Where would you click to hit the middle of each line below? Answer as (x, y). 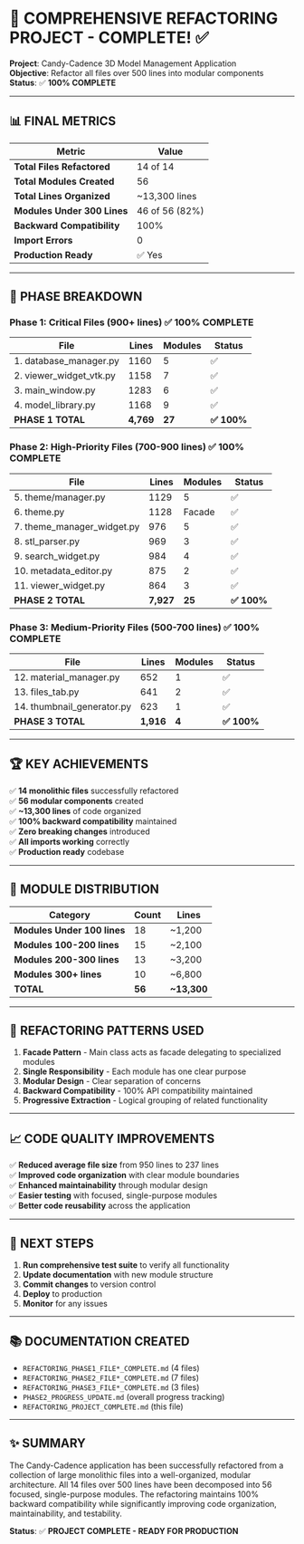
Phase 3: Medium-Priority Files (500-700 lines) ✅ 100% (134, 627)
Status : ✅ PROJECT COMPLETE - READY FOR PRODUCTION (124, 1530)
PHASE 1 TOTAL (50, 420)
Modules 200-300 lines (66, 959)
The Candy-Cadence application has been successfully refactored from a (147, 1465)
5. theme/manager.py (60, 497)
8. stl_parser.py (47, 541)
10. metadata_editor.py (63, 571)
